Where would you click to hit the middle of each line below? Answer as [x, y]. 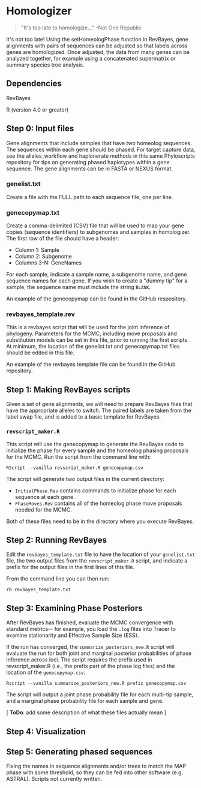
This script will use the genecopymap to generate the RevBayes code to [95, 444]
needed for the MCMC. [43, 509]
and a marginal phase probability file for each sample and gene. [85, 701]
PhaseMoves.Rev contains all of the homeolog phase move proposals [98, 503]
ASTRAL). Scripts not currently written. [54, 779]
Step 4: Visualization [46, 731]
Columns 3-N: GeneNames [48, 263]
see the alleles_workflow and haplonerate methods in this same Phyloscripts [100, 156]
